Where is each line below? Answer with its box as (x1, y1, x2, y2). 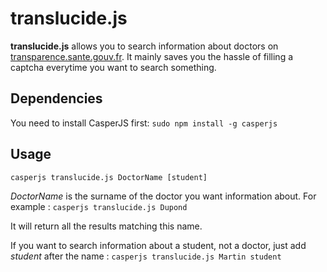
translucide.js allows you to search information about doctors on (10, 40, 279, 52)
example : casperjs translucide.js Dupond (10, 200, 188, 212)
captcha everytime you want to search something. (10, 61, 217, 73)
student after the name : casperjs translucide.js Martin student (10, 250, 282, 262)
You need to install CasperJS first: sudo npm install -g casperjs (10, 117, 278, 129)
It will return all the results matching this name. (10, 220, 203, 232)
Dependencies (10, 90, 103, 107)
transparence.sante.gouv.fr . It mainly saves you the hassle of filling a (10, 50, 294, 62)
